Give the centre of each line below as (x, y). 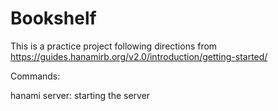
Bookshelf (53, 18)
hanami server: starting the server (80, 95)
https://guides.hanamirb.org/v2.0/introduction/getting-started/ (139, 56)
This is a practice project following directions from (114, 46)
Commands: (35, 76)
